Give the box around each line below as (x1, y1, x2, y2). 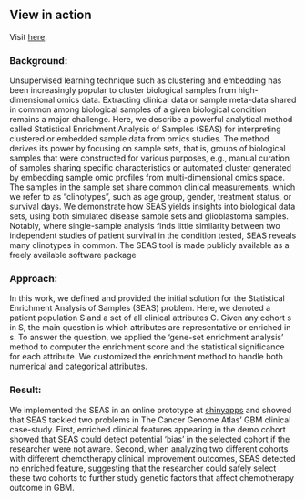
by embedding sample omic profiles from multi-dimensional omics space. (9, 172, 285, 183)
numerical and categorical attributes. (9, 360, 148, 372)
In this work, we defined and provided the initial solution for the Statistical (9, 293, 285, 304)
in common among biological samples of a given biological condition (9, 104, 267, 115)
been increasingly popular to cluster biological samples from (9, 85, 237, 96)
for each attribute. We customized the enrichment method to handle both (9, 351, 284, 362)
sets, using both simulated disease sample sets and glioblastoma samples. (9, 211, 290, 222)
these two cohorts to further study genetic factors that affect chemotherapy (9, 472, 294, 483)
